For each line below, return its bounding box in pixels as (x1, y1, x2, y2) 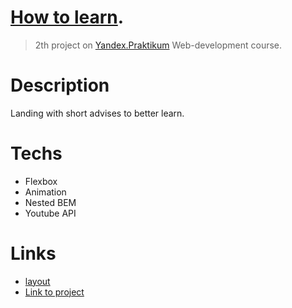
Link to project (24, 286, 85, 298)
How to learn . (10, 6, 125, 29)
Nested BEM (24, 196, 77, 208)
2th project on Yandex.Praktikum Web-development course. (34, 39, 283, 51)
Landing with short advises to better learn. (10, 107, 185, 119)
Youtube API (24, 207, 77, 219)
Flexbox (24, 175, 58, 187)
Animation (24, 186, 67, 198)
